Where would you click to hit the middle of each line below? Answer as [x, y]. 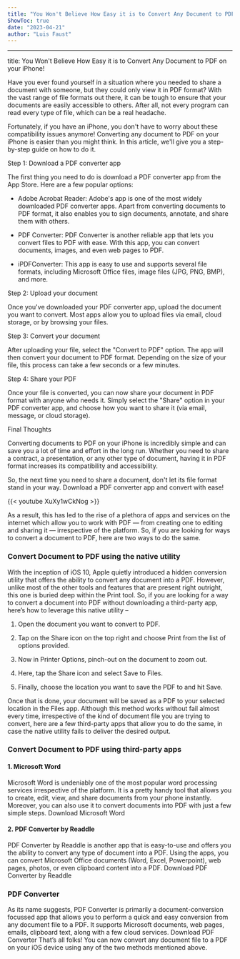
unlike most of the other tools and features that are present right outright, [115, 587]
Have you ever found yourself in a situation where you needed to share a [114, 82]
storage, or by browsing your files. [58, 322]
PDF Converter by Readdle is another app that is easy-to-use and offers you [119, 845]
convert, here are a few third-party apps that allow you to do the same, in [115, 723]
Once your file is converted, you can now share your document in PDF [111, 393]
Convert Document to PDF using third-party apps [95, 750]
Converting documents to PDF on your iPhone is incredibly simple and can [117, 443]
